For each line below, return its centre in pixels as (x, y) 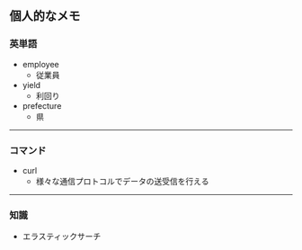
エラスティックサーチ (62, 237)
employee (41, 64)
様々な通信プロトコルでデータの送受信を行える (122, 181)
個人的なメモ (45, 16)
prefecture (42, 105)
